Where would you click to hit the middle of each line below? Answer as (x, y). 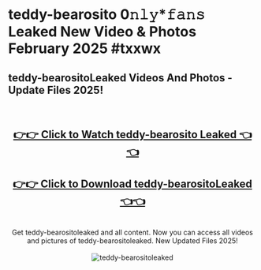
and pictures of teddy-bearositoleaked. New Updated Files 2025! (132, 241)
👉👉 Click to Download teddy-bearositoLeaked (132, 184)
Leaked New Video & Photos (103, 32)
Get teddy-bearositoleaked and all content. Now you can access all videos (132, 232)
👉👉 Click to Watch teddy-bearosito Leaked (125, 135)
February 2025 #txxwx (85, 49)
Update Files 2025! (56, 90)
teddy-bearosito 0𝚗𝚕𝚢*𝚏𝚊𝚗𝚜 (107, 15)
